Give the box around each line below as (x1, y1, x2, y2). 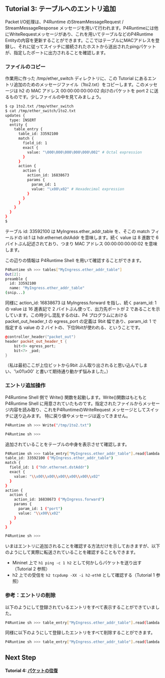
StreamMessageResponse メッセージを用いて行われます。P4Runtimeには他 (5, 25, 159, 31)
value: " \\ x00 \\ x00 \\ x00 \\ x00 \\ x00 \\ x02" (14, 474, 100, 479)
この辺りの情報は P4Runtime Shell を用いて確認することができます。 (5, 257, 144, 263)
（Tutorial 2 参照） (12, 566, 50, 572)
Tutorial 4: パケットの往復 (5, 668, 58, 674)
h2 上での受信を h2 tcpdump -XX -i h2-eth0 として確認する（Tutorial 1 (12, 572, 155, 578)
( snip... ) (5, 290, 26, 295)
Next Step (5, 653, 36, 662)
